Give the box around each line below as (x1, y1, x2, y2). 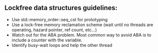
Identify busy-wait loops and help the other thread (11, 42, 113, 48)
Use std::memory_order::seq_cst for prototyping (11, 16, 108, 22)
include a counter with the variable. (11, 37, 83, 43)
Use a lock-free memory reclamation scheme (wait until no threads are (11, 22, 154, 27)
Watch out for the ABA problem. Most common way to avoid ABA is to (11, 32, 152, 38)
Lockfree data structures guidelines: (4, 4, 118, 12)
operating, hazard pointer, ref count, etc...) (11, 26, 97, 33)
